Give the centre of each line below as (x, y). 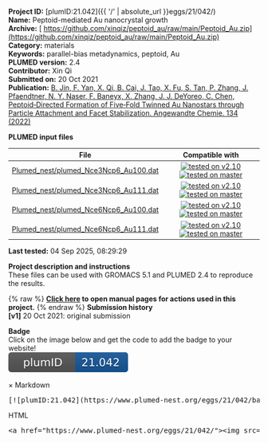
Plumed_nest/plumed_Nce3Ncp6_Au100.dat (85, 171)
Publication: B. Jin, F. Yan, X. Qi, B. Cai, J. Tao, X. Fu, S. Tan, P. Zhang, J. (128, 88)
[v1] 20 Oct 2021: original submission (69, 316)
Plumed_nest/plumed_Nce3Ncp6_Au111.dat (85, 190)
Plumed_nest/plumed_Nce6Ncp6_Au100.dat (85, 210)
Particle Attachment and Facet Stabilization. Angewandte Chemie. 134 (123, 113)
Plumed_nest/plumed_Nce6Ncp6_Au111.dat (85, 229)
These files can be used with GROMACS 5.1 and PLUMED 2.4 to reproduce (131, 275)
